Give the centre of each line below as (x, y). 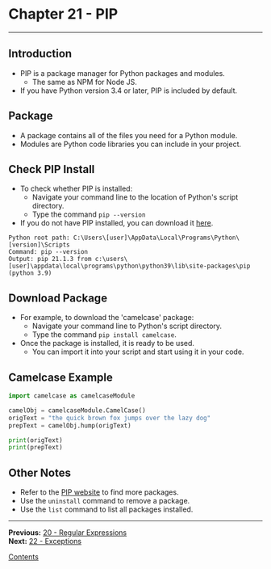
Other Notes (40, 472)
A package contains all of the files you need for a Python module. (129, 135)
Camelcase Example (60, 377)
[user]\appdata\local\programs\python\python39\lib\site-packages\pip (129, 266)
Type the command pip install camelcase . (104, 335)
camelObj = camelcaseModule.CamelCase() (77, 410)
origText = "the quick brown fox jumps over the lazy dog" (110, 418)
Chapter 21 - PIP (63, 14)
